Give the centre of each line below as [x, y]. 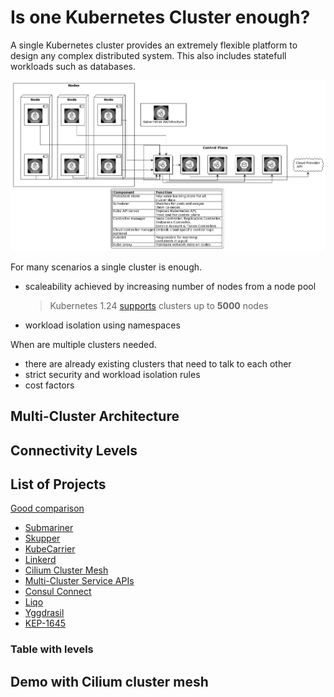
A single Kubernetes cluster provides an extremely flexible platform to [154, 45]
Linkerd [40, 560]
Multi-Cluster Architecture [95, 416]
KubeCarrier [50, 549]
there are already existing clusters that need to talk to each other [158, 363]
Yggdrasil [44, 613]
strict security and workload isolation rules [112, 374]
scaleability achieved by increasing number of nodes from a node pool [170, 286]
